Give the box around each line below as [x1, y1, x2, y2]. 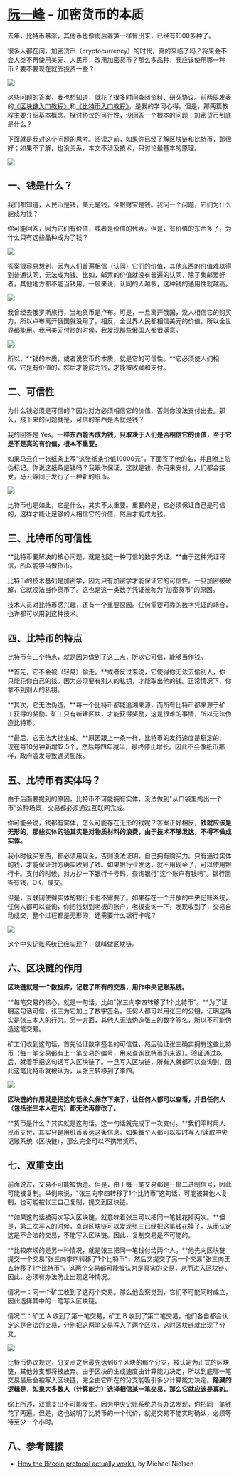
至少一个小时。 [13, 1417, 58, 1426]
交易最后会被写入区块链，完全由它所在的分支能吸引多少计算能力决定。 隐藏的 [7, 1375, 232, 1384]
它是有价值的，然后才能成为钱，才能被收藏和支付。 [19, 363, 169, 371]
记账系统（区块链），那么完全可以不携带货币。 [7, 1137, 142, 1145]
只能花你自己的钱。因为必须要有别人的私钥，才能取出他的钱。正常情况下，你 [7, 677, 232, 685]
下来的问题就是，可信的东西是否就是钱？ [26, 415, 144, 424]
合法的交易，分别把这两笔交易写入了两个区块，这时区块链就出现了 [26, 1320, 219, 1329]
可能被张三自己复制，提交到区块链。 [26, 1197, 132, 1206]
